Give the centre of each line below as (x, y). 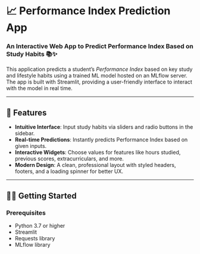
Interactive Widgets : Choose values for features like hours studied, (98, 153)
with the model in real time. (39, 88)
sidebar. (25, 134)
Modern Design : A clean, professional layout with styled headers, (95, 165)
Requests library (35, 238)
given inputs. (31, 146)
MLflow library (32, 244)
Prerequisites (26, 213)
